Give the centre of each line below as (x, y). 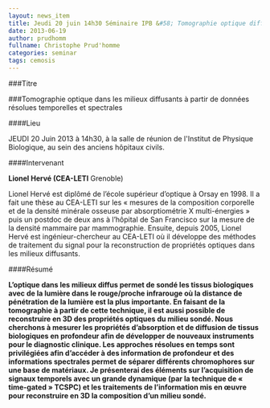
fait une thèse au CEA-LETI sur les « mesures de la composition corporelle (131, 202)
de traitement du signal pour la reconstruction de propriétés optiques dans (132, 245)
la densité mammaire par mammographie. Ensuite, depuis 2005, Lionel (125, 228)
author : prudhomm (37, 38)
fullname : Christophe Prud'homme (64, 46)
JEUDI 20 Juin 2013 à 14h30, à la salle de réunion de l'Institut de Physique (131, 138)
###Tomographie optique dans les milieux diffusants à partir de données (129, 99)
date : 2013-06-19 (37, 31)
